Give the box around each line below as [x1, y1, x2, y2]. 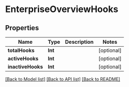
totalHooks [8, 47, 35, 54]
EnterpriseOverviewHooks [5, 4, 118, 15]
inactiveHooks [8, 63, 43, 70]
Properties [5, 24, 39, 32]
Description [65, 39, 94, 45]
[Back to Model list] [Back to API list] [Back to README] [5, 76, 120, 82]
